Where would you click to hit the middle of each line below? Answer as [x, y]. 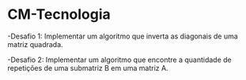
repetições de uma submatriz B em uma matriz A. [88, 67]
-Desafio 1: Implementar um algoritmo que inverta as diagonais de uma [123, 36]
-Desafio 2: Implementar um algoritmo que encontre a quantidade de [119, 60]
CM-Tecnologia [59, 15]
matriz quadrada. [36, 44]
